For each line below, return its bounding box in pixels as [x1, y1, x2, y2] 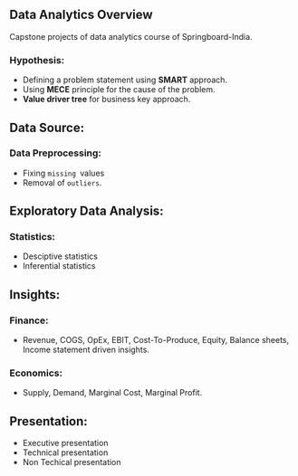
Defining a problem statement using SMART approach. [22, 74, 228, 85]
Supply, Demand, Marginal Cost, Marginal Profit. [22, 387, 203, 398]
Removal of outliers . [22, 176, 102, 188]
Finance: [9, 314, 49, 327]
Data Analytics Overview [9, 7, 153, 23]
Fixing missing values [22, 167, 105, 178]
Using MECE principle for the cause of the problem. [22, 84, 216, 95]
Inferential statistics [22, 261, 97, 271]
